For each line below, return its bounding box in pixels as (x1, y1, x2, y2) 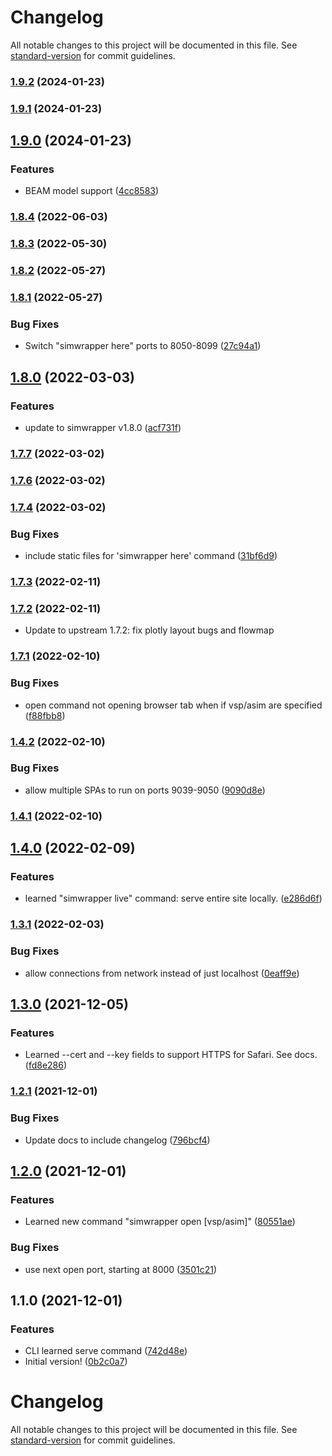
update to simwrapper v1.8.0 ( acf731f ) (24, 422, 182, 434)
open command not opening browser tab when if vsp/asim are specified (24, 699, 323, 711)
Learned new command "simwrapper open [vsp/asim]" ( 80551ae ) (24, 1216, 296, 1228)
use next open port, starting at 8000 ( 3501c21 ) (24, 1263, 218, 1275)
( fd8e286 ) (24, 1059, 68, 1071)
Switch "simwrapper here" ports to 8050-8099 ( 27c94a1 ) (24, 340, 262, 352)
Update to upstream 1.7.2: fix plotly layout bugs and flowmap (24, 624, 275, 636)
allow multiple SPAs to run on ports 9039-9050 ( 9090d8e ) (24, 784, 266, 796)
